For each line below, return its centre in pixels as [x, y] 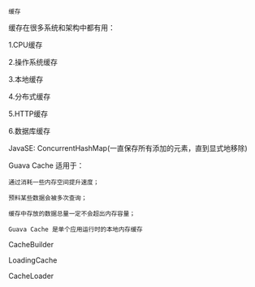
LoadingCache [33, 260]
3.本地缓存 [26, 79]
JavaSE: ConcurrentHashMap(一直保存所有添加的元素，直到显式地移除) [128, 148]
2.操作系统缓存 [33, 62]
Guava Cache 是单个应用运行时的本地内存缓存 [76, 229]
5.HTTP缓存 [28, 114]
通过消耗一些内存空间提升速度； [54, 182]
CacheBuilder [31, 244]
